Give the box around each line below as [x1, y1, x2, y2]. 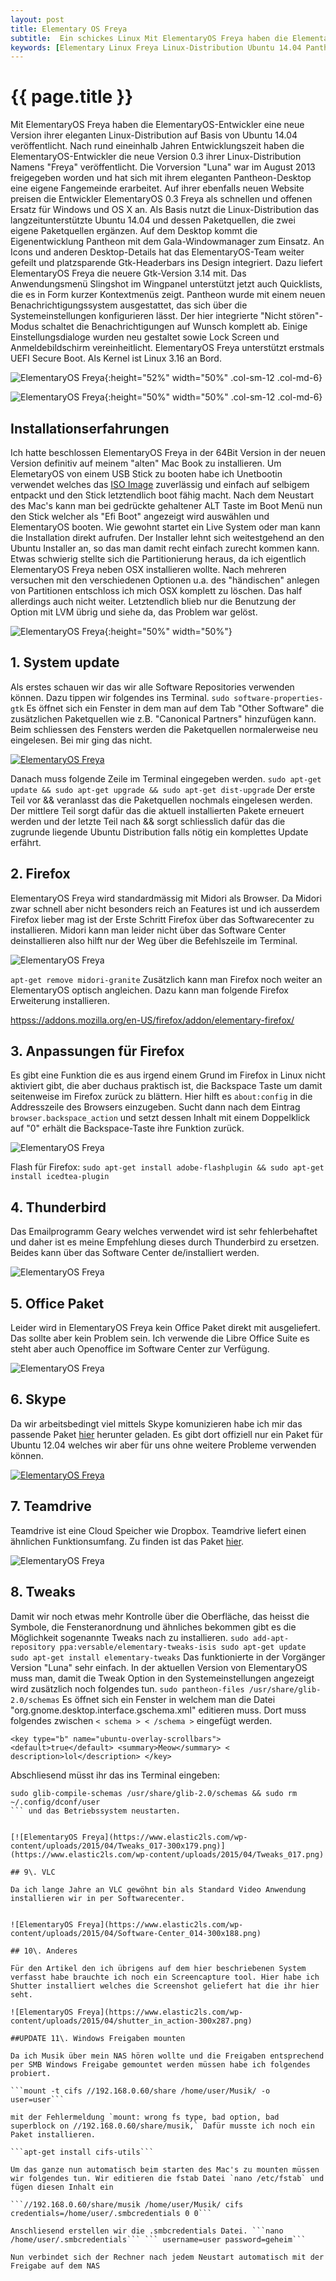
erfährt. [10, 836, 42, 848]
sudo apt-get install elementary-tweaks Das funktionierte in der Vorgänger [10, 1651, 326, 1663]
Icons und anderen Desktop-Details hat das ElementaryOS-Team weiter [10, 246, 305, 258]
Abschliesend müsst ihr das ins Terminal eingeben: [10, 1769, 220, 1781]
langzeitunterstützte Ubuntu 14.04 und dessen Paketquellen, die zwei [10, 214, 296, 226]
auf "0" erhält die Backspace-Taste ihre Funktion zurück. [10, 1122, 245, 1135]
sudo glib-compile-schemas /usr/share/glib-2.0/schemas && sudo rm [10, 1788, 298, 1798]
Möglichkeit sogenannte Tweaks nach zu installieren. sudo [10, 1631, 249, 1643]
